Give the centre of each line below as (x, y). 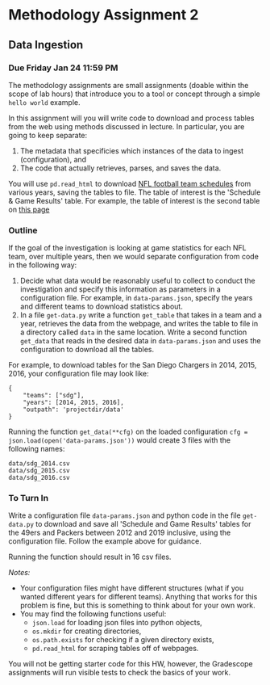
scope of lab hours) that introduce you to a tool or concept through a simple (134, 94)
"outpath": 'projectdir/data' (74, 410)
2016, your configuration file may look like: (79, 374)
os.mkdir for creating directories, (87, 631)
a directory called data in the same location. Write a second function (133, 332)
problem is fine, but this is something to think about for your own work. (137, 605)
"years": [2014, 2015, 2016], (74, 403)
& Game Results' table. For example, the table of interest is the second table (134, 200)
